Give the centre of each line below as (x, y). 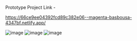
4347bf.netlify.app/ (26, 23)
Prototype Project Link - (30, 7)
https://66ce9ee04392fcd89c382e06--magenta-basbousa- (68, 17)
